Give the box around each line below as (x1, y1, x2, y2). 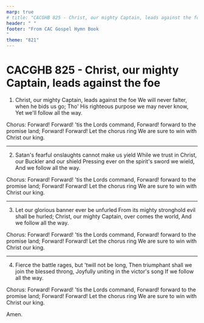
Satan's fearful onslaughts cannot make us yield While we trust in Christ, (15, 151, 197, 158)
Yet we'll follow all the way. (15, 109, 83, 116)
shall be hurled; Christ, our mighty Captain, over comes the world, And (15, 212, 192, 220)
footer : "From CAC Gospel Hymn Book (6, 25, 99, 32)
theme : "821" (6, 37, 39, 43)
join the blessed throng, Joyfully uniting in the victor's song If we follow (15, 268, 194, 275)
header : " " (6, 20, 36, 26)
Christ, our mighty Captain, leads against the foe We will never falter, (15, 96, 187, 103)
